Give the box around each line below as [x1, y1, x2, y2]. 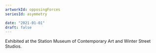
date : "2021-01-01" [5, 20, 45, 25]
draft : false [5, 25, 32, 30]
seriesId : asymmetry [5, 12, 48, 17]
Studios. [5, 43, 22, 49]
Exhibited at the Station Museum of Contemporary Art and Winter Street [5, 38, 151, 44]
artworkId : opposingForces [5, 7, 61, 12]
